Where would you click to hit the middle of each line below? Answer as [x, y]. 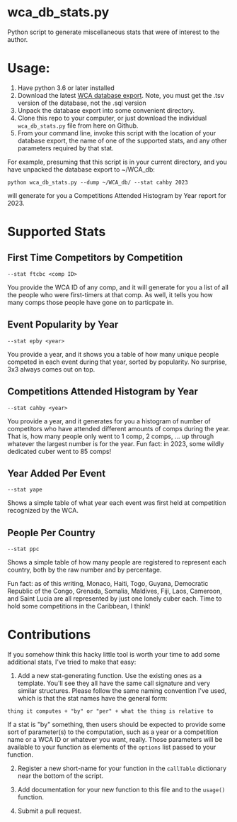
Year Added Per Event [57, 473]
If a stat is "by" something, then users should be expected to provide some [116, 725]
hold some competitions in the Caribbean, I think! [79, 606]
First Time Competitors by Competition [95, 258]
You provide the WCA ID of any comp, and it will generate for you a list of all [118, 287]
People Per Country [51, 533]
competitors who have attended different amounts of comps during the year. [119, 428]
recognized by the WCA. [43, 511]
